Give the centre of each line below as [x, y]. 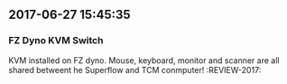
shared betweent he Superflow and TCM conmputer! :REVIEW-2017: [135, 70]
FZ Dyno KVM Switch [56, 41]
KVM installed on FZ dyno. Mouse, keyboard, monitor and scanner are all [144, 60]
